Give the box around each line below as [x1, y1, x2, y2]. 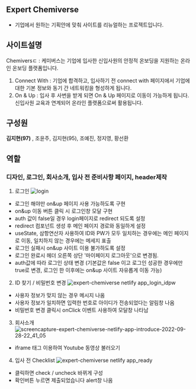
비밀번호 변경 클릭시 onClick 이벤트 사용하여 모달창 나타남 [14, 307, 149, 314]
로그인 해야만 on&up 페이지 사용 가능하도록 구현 [14, 200, 126, 208]
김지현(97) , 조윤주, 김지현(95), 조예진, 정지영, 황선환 [6, 135, 129, 142]
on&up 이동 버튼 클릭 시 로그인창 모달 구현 [14, 208, 113, 215]
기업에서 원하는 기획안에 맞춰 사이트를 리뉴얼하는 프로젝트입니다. [14, 21, 164, 28]
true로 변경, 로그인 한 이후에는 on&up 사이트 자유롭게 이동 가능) [14, 267, 162, 274]
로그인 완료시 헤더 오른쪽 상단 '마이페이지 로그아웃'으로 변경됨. [14, 252, 159, 259]
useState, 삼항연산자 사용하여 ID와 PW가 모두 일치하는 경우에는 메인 [14, 230, 173, 237]
